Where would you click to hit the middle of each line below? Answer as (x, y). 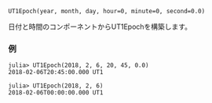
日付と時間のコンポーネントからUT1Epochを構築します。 (100, 27)
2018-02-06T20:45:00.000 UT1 (56, 73)
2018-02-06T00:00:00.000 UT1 (56, 93)
